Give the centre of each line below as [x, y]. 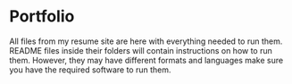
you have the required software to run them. [90, 70]
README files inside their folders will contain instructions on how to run [141, 50]
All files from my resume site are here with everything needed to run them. [146, 41]
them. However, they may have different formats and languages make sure [146, 60]
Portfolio [42, 17]
